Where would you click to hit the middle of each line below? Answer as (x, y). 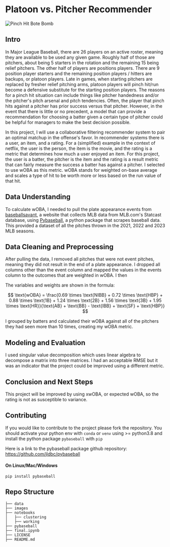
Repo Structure (30, 492)
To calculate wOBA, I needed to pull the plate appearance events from (79, 209)
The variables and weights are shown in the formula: (60, 285)
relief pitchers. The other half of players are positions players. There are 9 (82, 68)
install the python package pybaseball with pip (54, 438)
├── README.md (20, 539)
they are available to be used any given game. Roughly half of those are (80, 57)
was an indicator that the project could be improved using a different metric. (85, 366)
